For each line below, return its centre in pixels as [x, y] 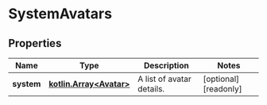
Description [166, 66]
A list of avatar [165, 79]
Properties [35, 43]
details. [151, 89]
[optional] [221, 79]
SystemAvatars [60, 14]
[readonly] [222, 89]
